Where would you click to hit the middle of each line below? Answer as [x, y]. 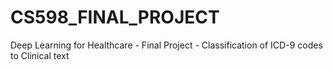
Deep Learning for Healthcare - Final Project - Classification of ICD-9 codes [166, 45]
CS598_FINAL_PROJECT [115, 17]
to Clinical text [40, 55]
